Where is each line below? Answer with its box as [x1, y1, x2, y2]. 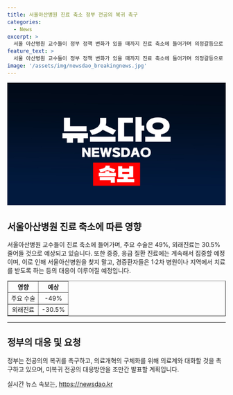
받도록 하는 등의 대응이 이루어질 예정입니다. [14, 267, 132, 275]
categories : [7, 18, 42, 26]
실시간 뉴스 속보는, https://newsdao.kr [7, 380, 113, 388]
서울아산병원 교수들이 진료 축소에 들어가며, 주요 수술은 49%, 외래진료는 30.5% [7, 240, 221, 249]
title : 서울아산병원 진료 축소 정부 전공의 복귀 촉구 [7, 11, 138, 18]
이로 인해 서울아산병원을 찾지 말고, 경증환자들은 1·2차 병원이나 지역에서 [21, 258, 213, 266]
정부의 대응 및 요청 [7, 337, 81, 349]
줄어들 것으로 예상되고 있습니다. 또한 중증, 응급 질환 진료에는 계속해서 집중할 [7, 249, 213, 258]
